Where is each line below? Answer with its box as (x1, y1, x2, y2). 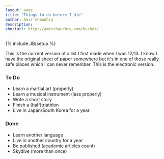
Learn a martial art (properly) (12, 85, 74, 92)
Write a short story (12, 97, 52, 103)
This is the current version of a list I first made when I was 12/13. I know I (5, 51, 157, 57)
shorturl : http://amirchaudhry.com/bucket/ (5, 27, 99, 32)
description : (5, 21, 33, 27)
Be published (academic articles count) (12, 143, 95, 149)
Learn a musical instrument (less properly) (12, 91, 102, 97)
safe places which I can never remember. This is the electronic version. (5, 61, 155, 67)
